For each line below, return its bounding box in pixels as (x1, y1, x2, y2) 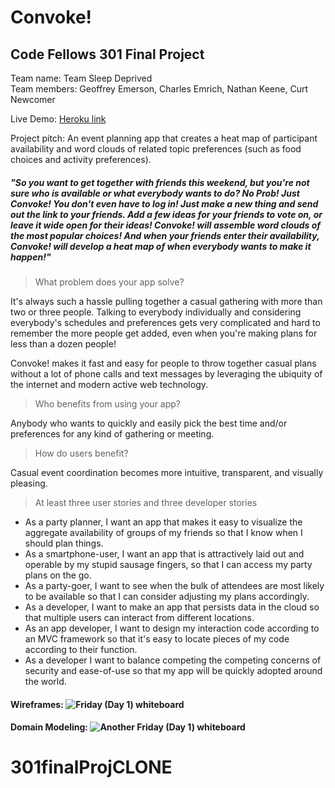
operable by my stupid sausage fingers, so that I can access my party (24, 558, 313, 570)
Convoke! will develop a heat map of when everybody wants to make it (10, 240, 312, 252)
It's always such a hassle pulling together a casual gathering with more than (10, 295, 323, 307)
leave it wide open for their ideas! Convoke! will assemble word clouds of (10, 219, 322, 231)
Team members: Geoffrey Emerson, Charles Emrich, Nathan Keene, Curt (10, 83, 308, 95)
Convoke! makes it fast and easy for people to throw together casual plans (10, 357, 317, 369)
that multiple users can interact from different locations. (24, 611, 255, 623)
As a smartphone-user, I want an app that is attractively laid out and (24, 547, 305, 560)
